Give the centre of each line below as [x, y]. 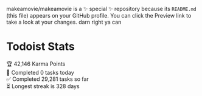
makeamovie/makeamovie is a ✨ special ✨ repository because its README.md [101, 9]
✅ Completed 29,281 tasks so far [48, 79]
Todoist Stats [40, 46]
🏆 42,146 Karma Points [36, 64]
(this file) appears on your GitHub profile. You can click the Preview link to [99, 15]
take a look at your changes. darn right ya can [64, 22]
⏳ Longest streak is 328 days [43, 86]
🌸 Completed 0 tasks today [40, 72]
